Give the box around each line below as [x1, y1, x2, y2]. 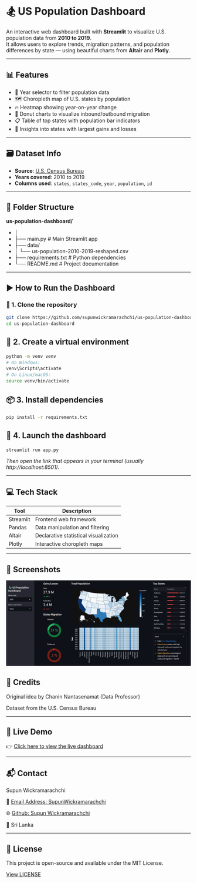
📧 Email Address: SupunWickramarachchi [6, 798, 107, 805]
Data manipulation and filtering [35, 524, 110, 531]
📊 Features [6, 70, 49, 80]
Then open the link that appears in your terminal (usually [6, 458, 144, 465]
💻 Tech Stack [6, 487, 58, 497]
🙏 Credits [6, 677, 41, 687]
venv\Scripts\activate [6, 365, 62, 372]
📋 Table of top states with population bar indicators [14, 117, 141, 124]
